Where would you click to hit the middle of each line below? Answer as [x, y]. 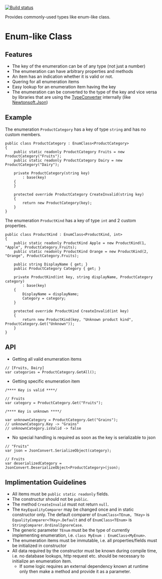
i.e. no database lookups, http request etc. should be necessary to [78, 556]
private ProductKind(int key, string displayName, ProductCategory [83, 277]
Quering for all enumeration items [45, 82]
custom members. [23, 134]
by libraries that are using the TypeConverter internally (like [71, 97]
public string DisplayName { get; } [51, 264]
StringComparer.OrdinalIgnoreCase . [48, 525]
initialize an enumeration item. [42, 561]
